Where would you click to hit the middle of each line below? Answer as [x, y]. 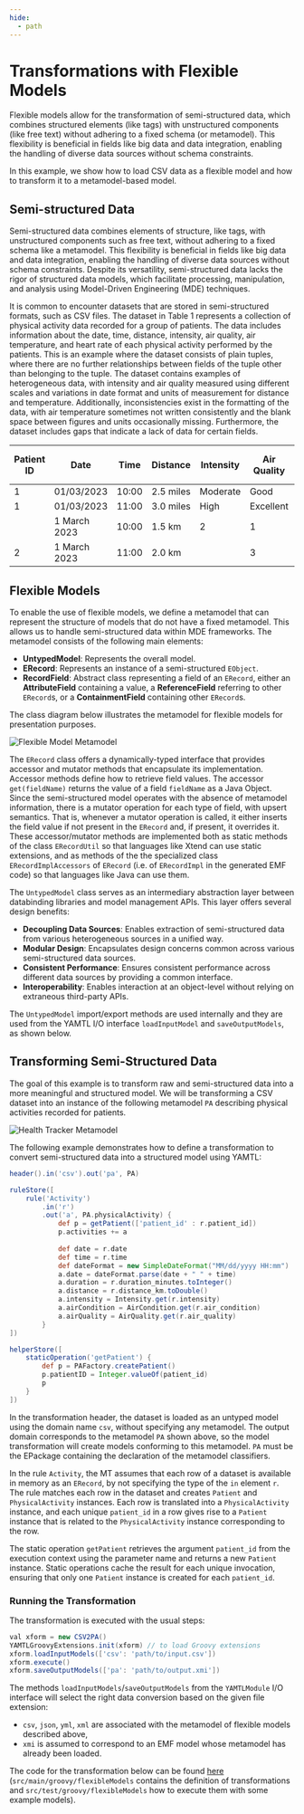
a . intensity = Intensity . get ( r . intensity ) [139, 1300]
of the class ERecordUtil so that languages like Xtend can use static [136, 846]
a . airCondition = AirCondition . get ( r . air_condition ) [159, 1308]
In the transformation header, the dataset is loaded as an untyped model [144, 1417]
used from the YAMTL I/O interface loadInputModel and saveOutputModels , [147, 1024]
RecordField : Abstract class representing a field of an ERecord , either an [157, 678]
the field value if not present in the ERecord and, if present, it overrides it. [144, 827]
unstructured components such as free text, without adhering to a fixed [142, 241]
